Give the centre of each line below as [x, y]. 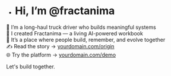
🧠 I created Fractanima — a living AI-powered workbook [75, 33]
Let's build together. [31, 67]
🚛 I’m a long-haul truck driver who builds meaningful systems [81, 27]
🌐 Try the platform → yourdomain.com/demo [61, 55]
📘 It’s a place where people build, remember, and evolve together [86, 39]
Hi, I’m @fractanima [65, 11]
